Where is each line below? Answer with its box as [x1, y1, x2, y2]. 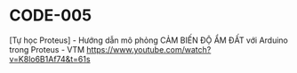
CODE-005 [9, 5, 92, 26]
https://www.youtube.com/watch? [86, 44, 212, 54]
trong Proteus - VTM [9, 44, 85, 54]
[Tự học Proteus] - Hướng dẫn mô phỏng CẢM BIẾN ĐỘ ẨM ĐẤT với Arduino [9, 35, 289, 45]
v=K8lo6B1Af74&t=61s [9, 53, 91, 64]
